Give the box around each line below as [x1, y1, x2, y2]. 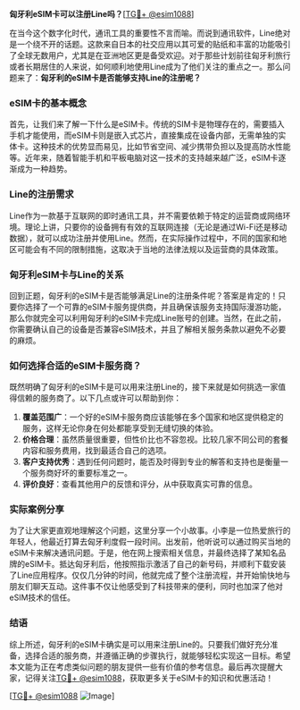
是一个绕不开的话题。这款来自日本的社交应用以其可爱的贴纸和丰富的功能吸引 [9, 39, 291, 49]
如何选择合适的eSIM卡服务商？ [9, 359, 142, 372]
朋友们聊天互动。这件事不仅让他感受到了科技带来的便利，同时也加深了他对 [9, 581, 283, 592]
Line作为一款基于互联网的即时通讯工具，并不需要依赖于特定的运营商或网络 [9, 210, 283, 221]
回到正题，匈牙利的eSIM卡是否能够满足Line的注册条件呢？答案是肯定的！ [9, 290, 279, 300]
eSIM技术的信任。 [9, 592, 76, 603]
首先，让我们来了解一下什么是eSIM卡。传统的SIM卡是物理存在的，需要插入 [9, 119, 285, 130]
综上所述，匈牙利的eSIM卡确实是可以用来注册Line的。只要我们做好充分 [9, 638, 271, 649]
